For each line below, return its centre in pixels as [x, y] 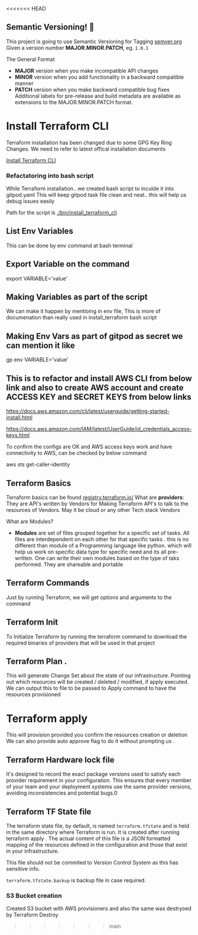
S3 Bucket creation [34, 895]
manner [24, 83]
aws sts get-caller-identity [38, 465]
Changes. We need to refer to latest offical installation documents [86, 149]
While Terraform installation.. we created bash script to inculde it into [90, 188]
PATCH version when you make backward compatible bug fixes [92, 89]
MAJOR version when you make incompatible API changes [86, 71]
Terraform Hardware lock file [60, 760]
